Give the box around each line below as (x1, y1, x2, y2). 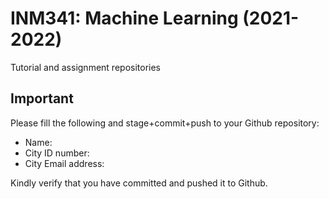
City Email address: (24, 157, 105, 169)
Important (10, 90, 74, 107)
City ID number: (24, 147, 90, 159)
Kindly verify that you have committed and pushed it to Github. (10, 177, 268, 189)
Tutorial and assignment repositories (10, 61, 161, 73)
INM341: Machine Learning (10, 7, 239, 30)
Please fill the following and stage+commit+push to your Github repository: (10, 117, 320, 129)
